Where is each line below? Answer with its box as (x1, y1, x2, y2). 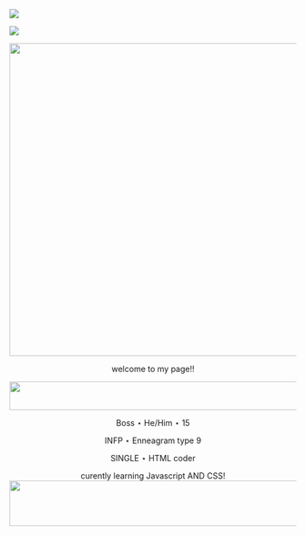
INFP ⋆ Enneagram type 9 (104, 435, 202, 446)
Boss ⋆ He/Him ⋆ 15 (116, 418, 190, 428)
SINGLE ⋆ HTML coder (110, 453, 196, 463)
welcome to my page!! (111, 364, 195, 374)
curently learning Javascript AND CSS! (80, 470, 226, 481)
